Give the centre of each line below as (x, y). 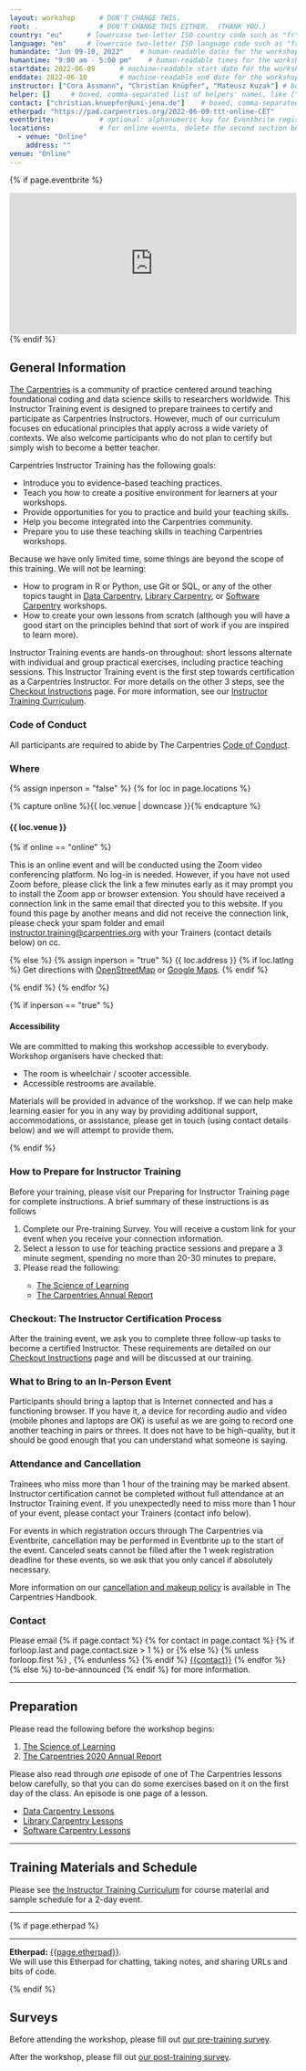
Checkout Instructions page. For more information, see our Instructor (139, 691)
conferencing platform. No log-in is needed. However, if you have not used (149, 875)
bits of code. (33, 1971)
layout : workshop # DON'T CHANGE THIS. (95, 18)
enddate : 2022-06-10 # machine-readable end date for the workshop (154, 78)
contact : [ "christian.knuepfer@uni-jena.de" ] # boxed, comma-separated (154, 103)
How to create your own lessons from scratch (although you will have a (156, 615)
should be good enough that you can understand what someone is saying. (149, 1440)
